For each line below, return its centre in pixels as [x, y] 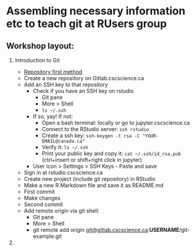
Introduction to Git [37, 60]
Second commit [43, 204]
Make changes [42, 198]
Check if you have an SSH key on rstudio [83, 91]
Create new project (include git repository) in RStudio [90, 179]
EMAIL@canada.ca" [63, 141]
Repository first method [53, 72]
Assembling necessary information [96, 11]
